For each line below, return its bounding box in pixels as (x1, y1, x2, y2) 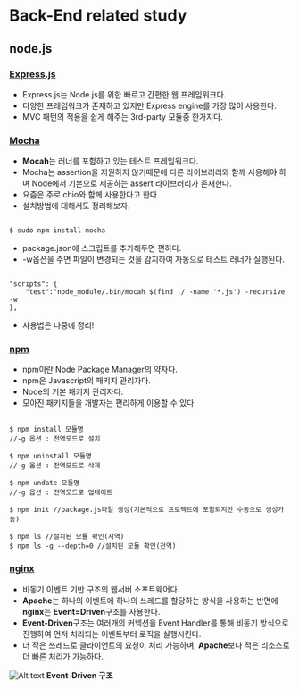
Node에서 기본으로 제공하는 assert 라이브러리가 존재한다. (31, 178, 232, 189)
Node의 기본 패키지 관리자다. (21, 386, 124, 398)
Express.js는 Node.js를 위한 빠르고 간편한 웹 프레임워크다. (21, 88, 227, 99)
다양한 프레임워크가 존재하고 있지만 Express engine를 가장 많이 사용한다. (21, 100, 277, 111)
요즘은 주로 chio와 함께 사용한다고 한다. (21, 189, 160, 200)
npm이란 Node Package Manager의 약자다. (21, 364, 179, 375)
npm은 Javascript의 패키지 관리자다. (21, 375, 152, 386)
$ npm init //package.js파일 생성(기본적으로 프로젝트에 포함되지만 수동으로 (9, 506, 262, 515)
